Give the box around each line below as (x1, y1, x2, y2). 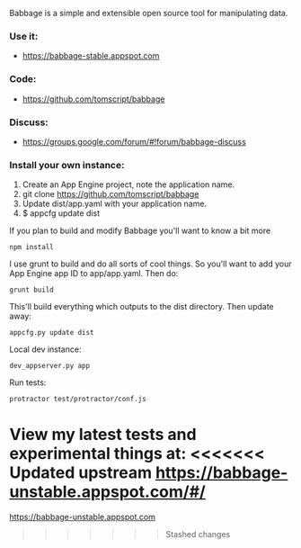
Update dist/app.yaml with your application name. (22, 198, 208, 210)
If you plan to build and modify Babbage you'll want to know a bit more (9, 225, 271, 237)
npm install (9, 243, 54, 252)
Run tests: (9, 377, 47, 388)
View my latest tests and (9, 425, 197, 445)
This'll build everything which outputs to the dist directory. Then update (9, 301, 274, 312)
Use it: (9, 30, 39, 42)
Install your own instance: (9, 158, 125, 171)
